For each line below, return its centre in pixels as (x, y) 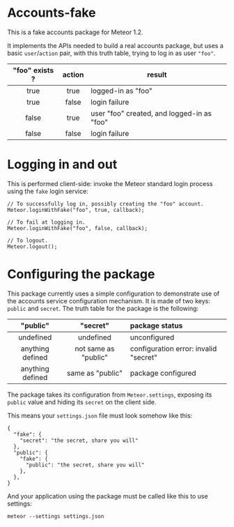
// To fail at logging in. (46, 222)
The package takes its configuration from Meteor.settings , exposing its (110, 395)
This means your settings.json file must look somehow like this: (100, 415)
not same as (95, 349)
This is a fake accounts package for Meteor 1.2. (75, 32)
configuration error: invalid (173, 349)
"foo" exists (33, 70)
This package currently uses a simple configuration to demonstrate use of (114, 293)
